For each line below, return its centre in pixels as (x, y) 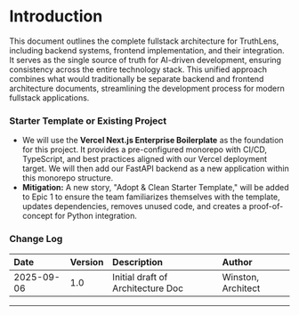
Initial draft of (140, 277)
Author (237, 262)
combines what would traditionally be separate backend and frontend (137, 78)
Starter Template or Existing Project (88, 120)
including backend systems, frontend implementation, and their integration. (147, 50)
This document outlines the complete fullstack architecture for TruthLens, (144, 41)
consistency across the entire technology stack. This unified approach (138, 69)
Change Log (36, 239)
